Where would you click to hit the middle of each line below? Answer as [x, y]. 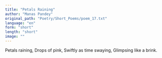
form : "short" [19, 28]
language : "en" [20, 23]
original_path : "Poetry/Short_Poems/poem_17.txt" [56, 18]
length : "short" [21, 32]
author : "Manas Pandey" [29, 14]
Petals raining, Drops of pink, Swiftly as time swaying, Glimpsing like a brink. [81, 50]
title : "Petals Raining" [30, 9]
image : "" [15, 37]
